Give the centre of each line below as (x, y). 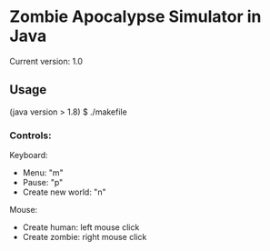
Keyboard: (29, 156)
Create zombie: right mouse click (85, 237)
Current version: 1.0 (46, 61)
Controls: (30, 136)
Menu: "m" (43, 173)
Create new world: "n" (64, 192)
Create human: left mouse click (81, 227)
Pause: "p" (43, 183)
